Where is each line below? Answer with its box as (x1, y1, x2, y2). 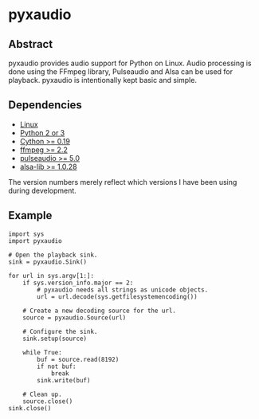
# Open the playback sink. (8, 251, 98, 259)
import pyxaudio (8, 237, 62, 245)
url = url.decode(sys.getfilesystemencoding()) (37, 292, 198, 300)
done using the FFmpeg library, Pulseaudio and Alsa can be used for (8, 67, 233, 76)
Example (8, 209, 53, 222)
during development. (8, 186, 77, 195)
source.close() (22, 397, 73, 405)
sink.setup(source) (22, 335, 88, 343)
